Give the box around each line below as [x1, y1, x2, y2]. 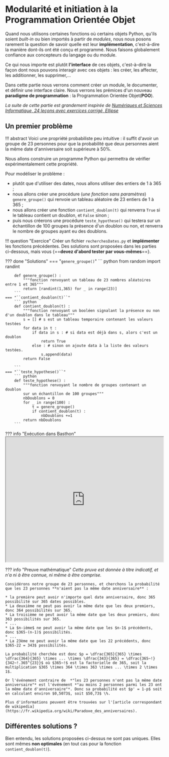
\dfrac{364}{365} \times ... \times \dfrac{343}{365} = [5, 656, 124, 661]
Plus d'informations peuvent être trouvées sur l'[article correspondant [5, 699, 162, 704]
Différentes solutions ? [5, 722, 77, 730]
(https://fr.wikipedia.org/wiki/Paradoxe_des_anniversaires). [5, 708, 137, 713]
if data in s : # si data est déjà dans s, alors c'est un [31, 330, 157, 335]
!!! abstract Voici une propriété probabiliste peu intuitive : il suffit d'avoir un [5, 135, 159, 141]
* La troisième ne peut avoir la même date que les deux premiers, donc [5, 612, 160, 617]
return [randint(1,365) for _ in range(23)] [23, 286, 117, 291]
